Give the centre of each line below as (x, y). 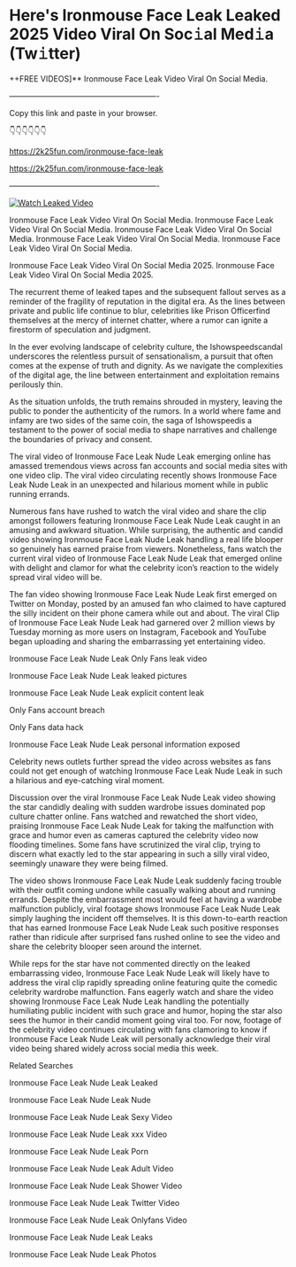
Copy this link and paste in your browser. (83, 113)
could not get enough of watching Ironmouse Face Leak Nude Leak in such (146, 771)
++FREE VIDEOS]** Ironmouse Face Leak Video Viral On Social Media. (138, 78)
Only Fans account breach (57, 710)
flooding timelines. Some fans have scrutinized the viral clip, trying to (135, 844)
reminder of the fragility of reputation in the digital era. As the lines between (147, 301)
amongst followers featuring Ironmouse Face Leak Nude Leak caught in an (145, 520)
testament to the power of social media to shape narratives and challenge (143, 430)
